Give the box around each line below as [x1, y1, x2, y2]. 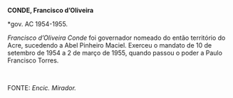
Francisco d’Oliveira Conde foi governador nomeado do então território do [7, 33, 226, 42]
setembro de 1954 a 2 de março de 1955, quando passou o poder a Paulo [7, 49, 223, 57]
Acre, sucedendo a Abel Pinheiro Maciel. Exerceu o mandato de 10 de [7, 41, 212, 49]
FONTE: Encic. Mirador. [7, 84, 77, 92]
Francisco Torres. [7, 56, 59, 65]
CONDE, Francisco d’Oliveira [7, 6, 94, 14]
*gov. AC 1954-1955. [7, 20, 68, 28]
